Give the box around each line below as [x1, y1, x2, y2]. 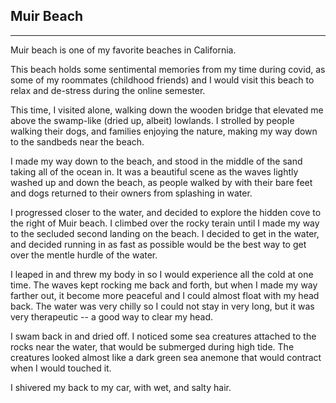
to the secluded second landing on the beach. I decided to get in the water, [10, 227, 320, 239]
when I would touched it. [10, 362, 112, 374]
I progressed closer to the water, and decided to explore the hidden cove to [10, 206, 322, 218]
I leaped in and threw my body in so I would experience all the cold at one [10, 268, 314, 280]
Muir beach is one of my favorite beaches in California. [10, 44, 237, 56]
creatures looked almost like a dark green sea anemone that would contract [10, 351, 322, 363]
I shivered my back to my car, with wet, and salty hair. [10, 381, 232, 393]
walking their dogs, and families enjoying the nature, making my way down [10, 125, 318, 137]
